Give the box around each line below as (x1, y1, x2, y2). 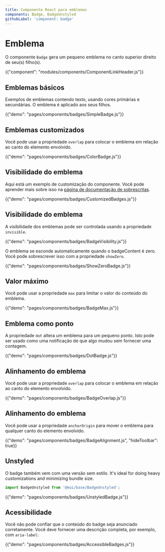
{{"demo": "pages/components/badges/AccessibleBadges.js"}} (5, 542, 135, 548)
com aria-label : (5, 532, 39, 538)
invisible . (5, 229, 27, 235)
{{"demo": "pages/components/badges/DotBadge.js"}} (5, 352, 118, 359)
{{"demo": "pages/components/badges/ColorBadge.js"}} (5, 153, 122, 159)
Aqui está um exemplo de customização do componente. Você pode (5, 181, 144, 187)
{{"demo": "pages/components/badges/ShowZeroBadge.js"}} (5, 263, 131, 269)
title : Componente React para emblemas (5, 7, 87, 12)
